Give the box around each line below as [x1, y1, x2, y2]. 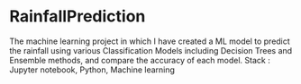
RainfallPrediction [9, 6, 146, 27]
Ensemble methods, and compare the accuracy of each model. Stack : [9, 55, 270, 65]
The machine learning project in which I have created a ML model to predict [9, 36, 290, 46]
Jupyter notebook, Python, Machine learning [9, 64, 176, 75]
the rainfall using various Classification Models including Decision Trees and [9, 45, 293, 55]
